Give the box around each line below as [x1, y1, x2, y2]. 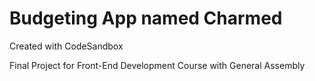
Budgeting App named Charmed [9, 7, 283, 30]
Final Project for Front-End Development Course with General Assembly [9, 59, 306, 71]
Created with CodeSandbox [9, 40, 124, 52]
